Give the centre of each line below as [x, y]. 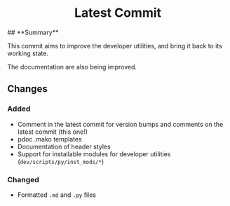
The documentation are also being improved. [72, 67]
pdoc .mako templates [49, 139]
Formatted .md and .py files [57, 195]
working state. [28, 53]
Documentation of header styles [64, 146]
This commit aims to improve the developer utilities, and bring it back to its [115, 46]
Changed [23, 179]
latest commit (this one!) [53, 132]
